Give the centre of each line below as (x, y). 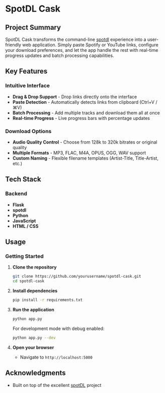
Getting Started (24, 256)
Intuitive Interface (28, 86)
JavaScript (24, 221)
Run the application (33, 309)
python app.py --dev (34, 338)
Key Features (26, 71)
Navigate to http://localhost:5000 (56, 357)
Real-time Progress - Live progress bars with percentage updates (81, 118)
